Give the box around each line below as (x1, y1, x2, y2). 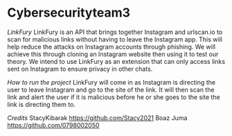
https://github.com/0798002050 (7, 121, 100, 129)
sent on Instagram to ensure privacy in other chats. (7, 65, 153, 73)
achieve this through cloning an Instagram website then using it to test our (7, 50, 219, 58)
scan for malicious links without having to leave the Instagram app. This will (7, 35, 223, 43)
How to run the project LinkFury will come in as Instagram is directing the (7, 78, 216, 86)
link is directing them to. (7, 100, 76, 108)
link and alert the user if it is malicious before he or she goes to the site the (7, 92, 220, 101)
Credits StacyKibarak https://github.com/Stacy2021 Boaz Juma (7, 113, 188, 122)
